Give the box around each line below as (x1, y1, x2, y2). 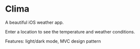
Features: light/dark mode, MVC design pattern (5, 38, 101, 44)
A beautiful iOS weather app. (5, 19, 64, 25)
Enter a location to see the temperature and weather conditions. (5, 29, 135, 34)
